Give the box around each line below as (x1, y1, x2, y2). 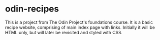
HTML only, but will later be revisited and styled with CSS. (5, 29, 123, 35)
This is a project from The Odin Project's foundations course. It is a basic (5, 19, 153, 25)
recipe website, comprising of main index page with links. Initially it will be (5, 24, 155, 30)
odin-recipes (5, 3, 59, 14)
